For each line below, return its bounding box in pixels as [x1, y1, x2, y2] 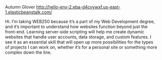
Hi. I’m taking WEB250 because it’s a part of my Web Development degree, [5, 19, 155, 24]
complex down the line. [5, 49, 52, 55]
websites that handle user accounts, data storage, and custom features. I [5, 34, 152, 40]
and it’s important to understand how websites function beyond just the [5, 24, 148, 30]
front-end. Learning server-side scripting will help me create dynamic [5, 29, 144, 34]
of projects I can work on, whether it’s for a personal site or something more [5, 45, 157, 50]
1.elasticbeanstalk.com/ [5, 9, 53, 15]
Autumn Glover [5, 4, 36, 10]
